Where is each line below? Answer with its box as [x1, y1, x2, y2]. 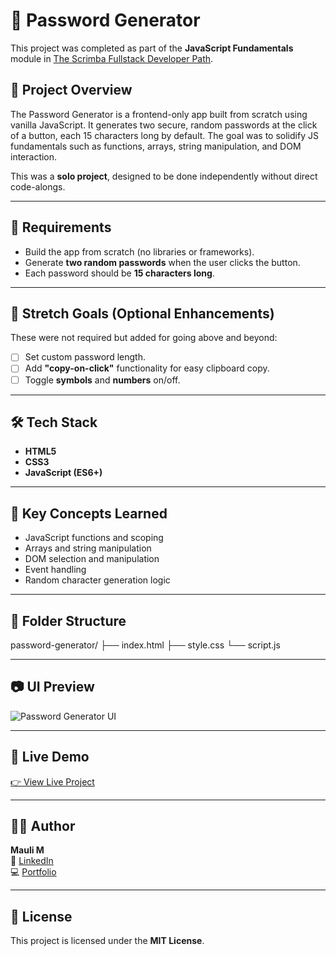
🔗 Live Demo [10, 749, 90, 766]
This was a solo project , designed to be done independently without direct [10, 170, 318, 182]
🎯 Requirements [10, 219, 112, 236]
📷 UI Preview [10, 679, 95, 696]
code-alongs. [10, 180, 66, 193]
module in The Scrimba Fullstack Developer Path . [10, 52, 214, 64]
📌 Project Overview [10, 82, 133, 99]
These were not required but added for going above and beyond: [10, 332, 278, 344]
